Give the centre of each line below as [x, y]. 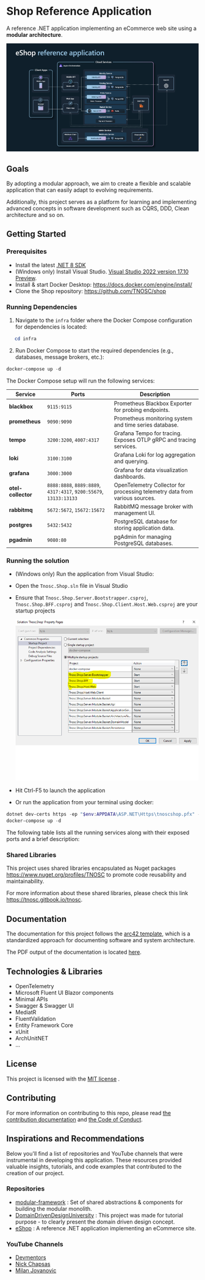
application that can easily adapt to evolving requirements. [80, 190]
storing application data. [144, 528]
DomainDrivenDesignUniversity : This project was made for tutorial [99, 1215]
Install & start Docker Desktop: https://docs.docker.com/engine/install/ [104, 284]
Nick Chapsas [33, 1264]
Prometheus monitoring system [153, 418]
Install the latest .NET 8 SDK [51, 265]
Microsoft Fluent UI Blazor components [64, 993]
